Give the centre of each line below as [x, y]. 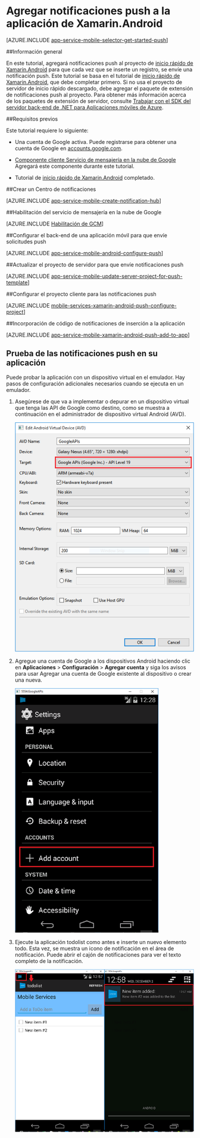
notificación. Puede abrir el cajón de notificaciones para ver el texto [98, 955]
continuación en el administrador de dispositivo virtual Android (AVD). [100, 414]
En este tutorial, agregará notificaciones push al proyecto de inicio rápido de [100, 63]
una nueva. [29, 680]
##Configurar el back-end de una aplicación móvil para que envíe [87, 235]
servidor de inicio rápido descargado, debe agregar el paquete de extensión [100, 88]
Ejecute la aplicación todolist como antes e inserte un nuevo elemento [100, 942]
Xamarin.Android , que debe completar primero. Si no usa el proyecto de [94, 82]
